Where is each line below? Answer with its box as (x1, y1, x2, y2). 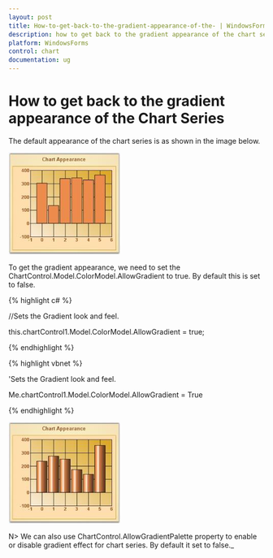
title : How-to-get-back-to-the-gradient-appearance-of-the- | (8, 21, 223, 30)
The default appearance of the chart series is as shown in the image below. (8, 136, 261, 145)
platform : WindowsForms (8, 39, 89, 47)
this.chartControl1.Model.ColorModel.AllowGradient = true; (8, 327, 205, 336)
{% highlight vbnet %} (8, 358, 83, 368)
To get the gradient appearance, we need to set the (8, 262, 181, 272)
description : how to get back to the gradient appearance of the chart (8, 30, 256, 38)
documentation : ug (8, 56, 71, 64)
